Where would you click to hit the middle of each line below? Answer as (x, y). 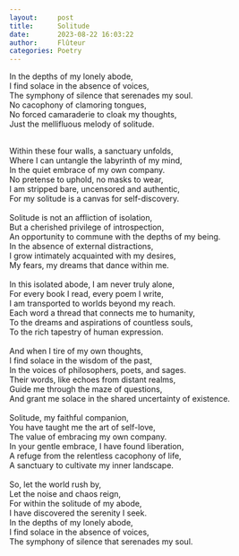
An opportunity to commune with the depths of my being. (115, 237)
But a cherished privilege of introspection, (87, 227)
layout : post (42, 17)
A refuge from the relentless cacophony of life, (95, 456)
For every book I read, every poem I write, (86, 294)
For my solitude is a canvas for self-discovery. (94, 199)
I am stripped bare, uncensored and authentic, (95, 189)
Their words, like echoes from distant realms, (93, 380)
